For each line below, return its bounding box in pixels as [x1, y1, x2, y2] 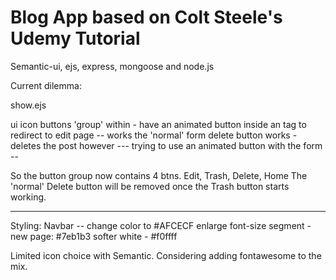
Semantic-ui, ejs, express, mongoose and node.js [10, 60, 215, 72]
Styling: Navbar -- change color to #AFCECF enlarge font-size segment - [10, 219, 312, 231]
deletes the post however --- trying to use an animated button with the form [10, 139, 323, 151]
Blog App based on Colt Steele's [10, 6, 283, 29]
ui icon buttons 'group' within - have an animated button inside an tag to [10, 118, 307, 130]
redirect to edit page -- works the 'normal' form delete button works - [10, 129, 298, 141]
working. [10, 191, 47, 203]
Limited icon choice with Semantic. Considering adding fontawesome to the [10, 249, 322, 261]
